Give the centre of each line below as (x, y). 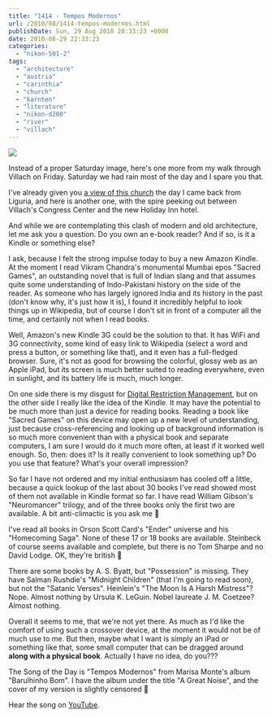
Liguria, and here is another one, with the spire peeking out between (123, 201)
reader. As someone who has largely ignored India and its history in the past (136, 293)
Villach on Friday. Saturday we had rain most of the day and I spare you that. (136, 177)
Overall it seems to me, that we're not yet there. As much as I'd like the (127, 621)
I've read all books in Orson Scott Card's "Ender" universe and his (119, 529)
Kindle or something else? (52, 243)
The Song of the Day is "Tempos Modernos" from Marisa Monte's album (130, 672)
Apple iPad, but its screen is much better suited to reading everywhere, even (137, 369)
